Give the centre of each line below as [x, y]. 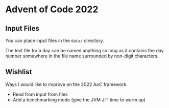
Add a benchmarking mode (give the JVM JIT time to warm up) [79, 100]
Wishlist [19, 72]
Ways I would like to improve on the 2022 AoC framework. [66, 84]
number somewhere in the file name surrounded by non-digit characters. [82, 56]
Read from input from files [40, 94]
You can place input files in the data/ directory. [55, 40]
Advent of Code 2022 [52, 9]
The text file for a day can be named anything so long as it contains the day [85, 50]
